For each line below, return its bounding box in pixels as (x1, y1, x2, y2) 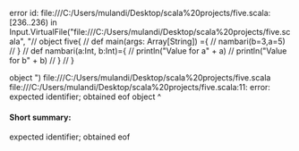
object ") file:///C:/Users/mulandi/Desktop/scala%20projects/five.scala (9, 72, 271, 83)
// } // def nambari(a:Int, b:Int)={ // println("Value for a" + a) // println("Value (9, 46, 287, 56)
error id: (9, 8, 39, 18)
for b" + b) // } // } (9, 55, 74, 65)
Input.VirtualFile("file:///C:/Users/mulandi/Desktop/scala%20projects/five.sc (9, 27, 291, 37)
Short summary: (9, 112, 72, 122)
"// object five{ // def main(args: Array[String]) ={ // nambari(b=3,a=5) (27, 36, 286, 46)
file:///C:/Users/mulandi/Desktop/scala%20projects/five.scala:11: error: (9, 82, 271, 92)
